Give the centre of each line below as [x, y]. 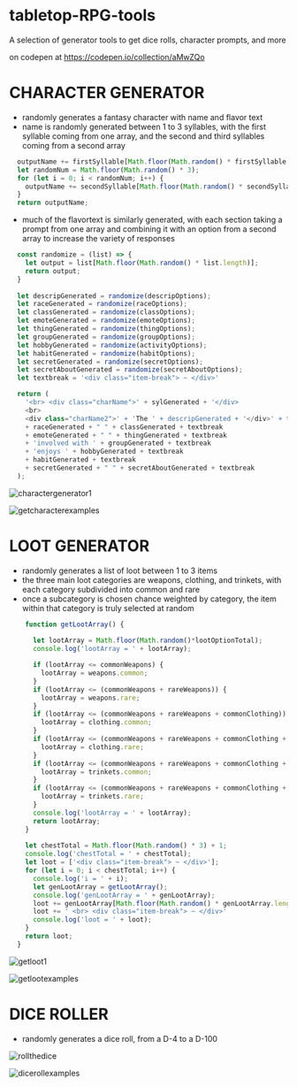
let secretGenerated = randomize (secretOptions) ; [110, 362]
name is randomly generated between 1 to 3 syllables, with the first [144, 126]
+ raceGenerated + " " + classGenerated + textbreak [124, 427]
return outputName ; [53, 203]
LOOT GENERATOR [80, 546]
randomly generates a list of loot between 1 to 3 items [120, 570]
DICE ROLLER [59, 1014]
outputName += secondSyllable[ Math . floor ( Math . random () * [134, 187]
